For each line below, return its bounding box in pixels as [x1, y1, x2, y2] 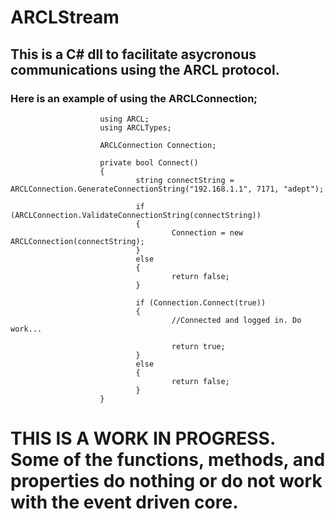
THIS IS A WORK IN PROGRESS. [10, 427, 276, 450]
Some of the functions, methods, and [10, 449, 326, 471]
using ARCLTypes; [99, 122, 172, 133]
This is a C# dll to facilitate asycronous [10, 46, 257, 63]
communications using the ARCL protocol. [10, 61, 280, 78]
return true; [171, 341, 226, 351]
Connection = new [171, 227, 244, 238]
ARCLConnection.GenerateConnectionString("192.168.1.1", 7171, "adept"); [10, 184, 325, 194]
